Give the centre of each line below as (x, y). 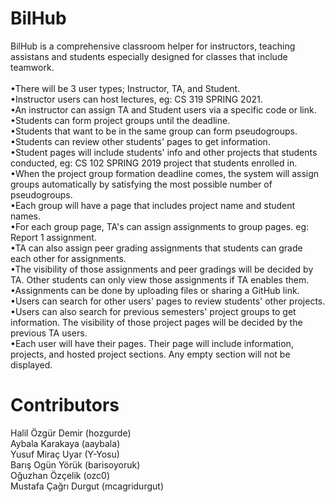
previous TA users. (49, 333)
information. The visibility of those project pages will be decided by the (156, 322)
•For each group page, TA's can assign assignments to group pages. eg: (160, 226)
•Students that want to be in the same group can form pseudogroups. (154, 131)
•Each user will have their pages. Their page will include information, (152, 343)
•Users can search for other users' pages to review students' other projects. (168, 301)
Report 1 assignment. (53, 237)
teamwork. (32, 67)
